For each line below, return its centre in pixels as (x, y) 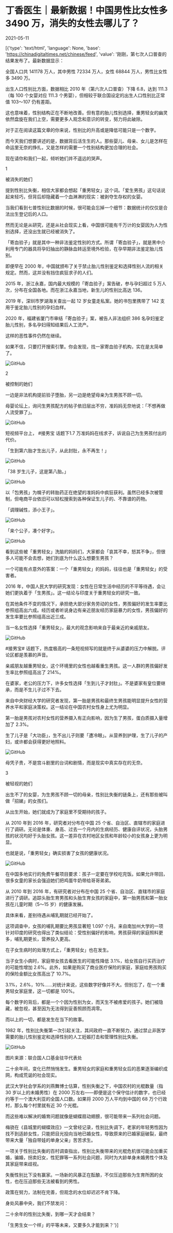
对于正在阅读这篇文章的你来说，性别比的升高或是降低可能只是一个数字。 (82, 130)
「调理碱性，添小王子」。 (31, 510)
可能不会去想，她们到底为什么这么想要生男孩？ (64, 558)
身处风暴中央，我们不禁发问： (37, 1203)
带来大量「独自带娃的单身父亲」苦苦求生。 (50, 1140)
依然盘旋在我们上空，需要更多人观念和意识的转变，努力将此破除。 (75, 119)
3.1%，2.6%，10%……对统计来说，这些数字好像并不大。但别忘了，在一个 (83, 984)
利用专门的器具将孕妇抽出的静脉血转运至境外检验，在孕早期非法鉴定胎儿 (82, 249)
